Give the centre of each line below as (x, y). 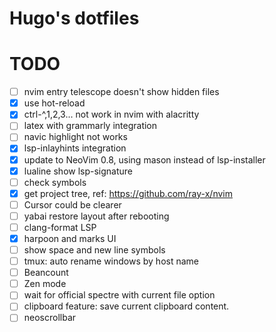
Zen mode (45, 284)
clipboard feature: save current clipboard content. (126, 306)
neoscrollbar (50, 318)
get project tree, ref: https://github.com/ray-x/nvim (128, 193)
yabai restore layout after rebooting (96, 216)
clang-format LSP (60, 227)
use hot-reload (54, 103)
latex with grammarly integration (90, 126)
